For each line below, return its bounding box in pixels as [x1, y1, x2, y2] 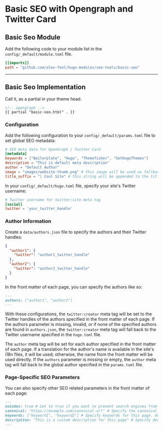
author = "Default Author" [5, 165, 60, 170]
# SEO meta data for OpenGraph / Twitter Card [5, 147, 101, 152]
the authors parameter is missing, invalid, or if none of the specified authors [5, 322, 157, 327]
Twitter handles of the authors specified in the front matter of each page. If [5, 316, 155, 322]
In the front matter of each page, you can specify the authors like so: [5, 284, 142, 290]
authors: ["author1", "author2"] [5, 298, 73, 303]
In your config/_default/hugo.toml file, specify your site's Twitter [5, 183, 136, 189]
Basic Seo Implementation [5, 83, 86, 91]
